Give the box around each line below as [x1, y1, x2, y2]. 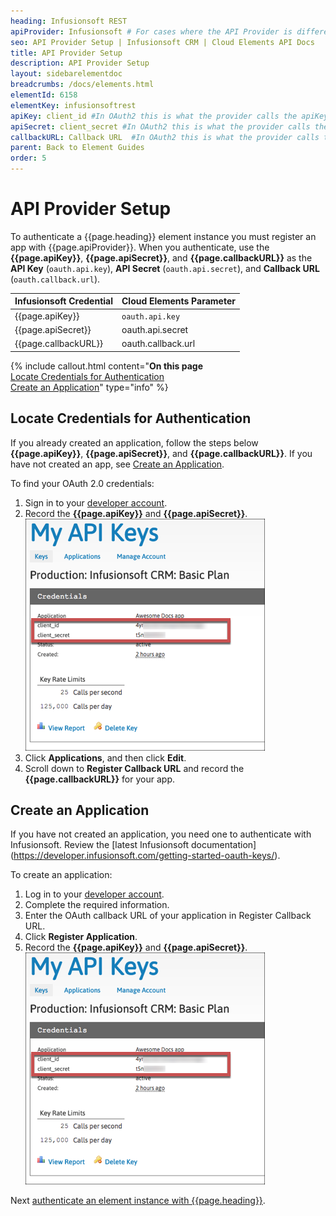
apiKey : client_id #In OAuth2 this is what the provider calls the [10, 111, 298, 121]
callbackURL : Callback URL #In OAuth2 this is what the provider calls [10, 132, 320, 142]
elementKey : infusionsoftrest [10, 100, 137, 110]
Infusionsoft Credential [14, 295, 113, 307]
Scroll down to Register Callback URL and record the [24, 762, 245, 774]
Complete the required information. [24, 899, 170, 911]
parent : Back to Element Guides [10, 143, 145, 153]
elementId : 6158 [10, 90, 78, 100]
